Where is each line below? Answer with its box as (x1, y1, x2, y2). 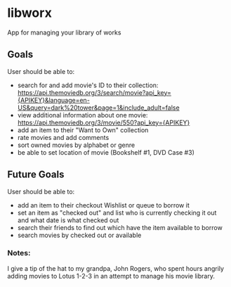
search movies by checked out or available (17, 231, 142, 239)
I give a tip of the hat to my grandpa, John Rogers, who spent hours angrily (7, 264, 225, 272)
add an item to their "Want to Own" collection (17, 125, 149, 134)
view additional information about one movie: (17, 110, 148, 119)
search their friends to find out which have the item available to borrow (17, 223, 223, 231)
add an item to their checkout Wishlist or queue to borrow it (17, 200, 190, 209)
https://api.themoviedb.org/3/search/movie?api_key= (17, 88, 172, 96)
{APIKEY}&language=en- (17, 96, 90, 104)
